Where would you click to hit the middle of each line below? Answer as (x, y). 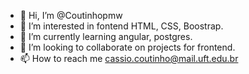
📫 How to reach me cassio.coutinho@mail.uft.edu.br (129, 58)
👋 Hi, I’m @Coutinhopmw (71, 15)
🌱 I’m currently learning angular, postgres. (106, 36)
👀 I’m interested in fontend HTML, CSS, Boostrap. (121, 26)
